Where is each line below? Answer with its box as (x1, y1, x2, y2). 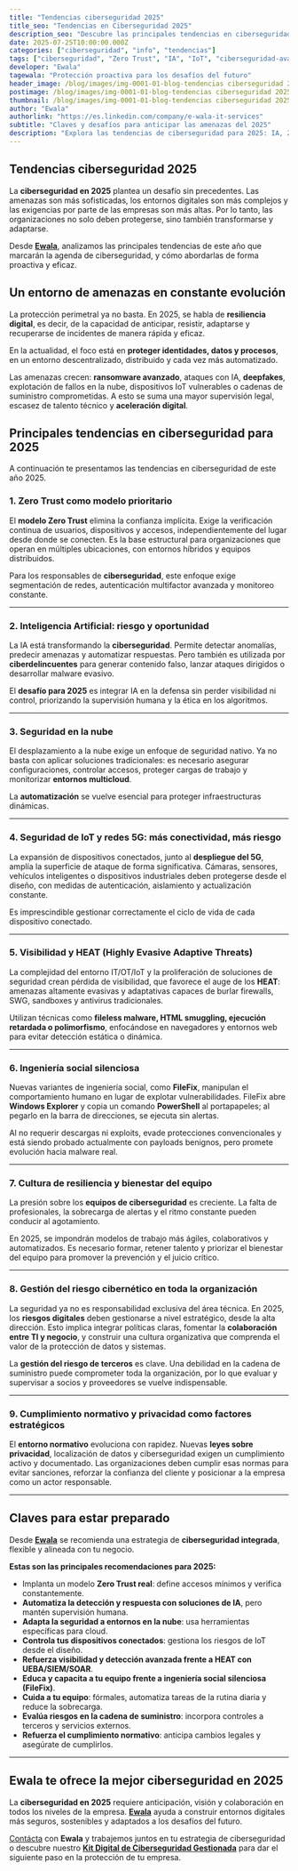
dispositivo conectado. (9, 915, 93, 926)
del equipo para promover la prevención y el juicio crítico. (9, 1252, 220, 1263)
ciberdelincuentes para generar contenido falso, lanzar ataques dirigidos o (9, 658, 286, 669)
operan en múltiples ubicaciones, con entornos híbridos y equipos (9, 544, 251, 554)
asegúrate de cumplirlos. (21, 1738, 114, 1749)
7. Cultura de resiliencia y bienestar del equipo (9, 1177, 213, 1190)
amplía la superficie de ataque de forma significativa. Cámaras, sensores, (9, 860, 278, 872)
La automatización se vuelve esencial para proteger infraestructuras (9, 791, 262, 802)
